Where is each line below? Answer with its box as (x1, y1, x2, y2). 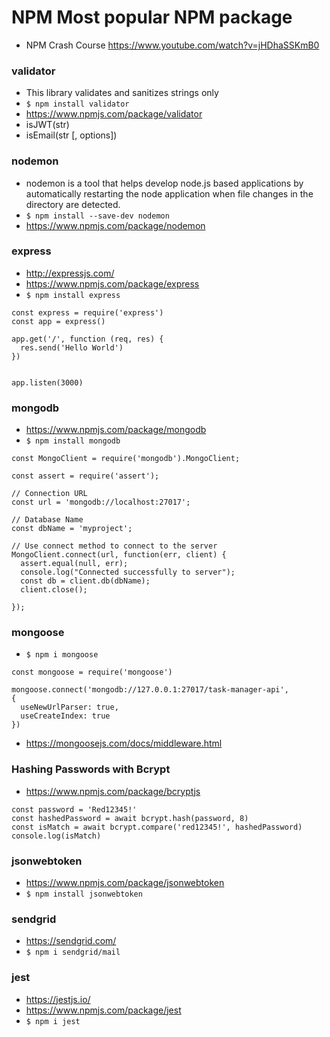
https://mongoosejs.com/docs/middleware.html (25, 737, 223, 750)
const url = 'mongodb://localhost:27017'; (11, 497, 191, 508)
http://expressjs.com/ (25, 267, 115, 279)
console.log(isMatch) (11, 831, 102, 841)
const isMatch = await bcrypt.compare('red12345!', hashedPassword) (11, 822, 303, 832)
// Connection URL (11, 489, 88, 499)
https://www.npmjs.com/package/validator (25, 108, 203, 120)
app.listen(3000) (11, 377, 84, 388)
